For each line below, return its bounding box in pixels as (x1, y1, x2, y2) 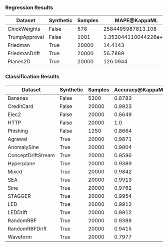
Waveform (7, 233, 32, 240)
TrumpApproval (7, 34, 44, 41)
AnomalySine (7, 144, 39, 151)
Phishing (7, 127, 28, 134)
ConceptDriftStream (7, 152, 55, 159)
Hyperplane (7, 160, 35, 167)
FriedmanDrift (7, 50, 40, 57)
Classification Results (5, 73, 60, 80)
